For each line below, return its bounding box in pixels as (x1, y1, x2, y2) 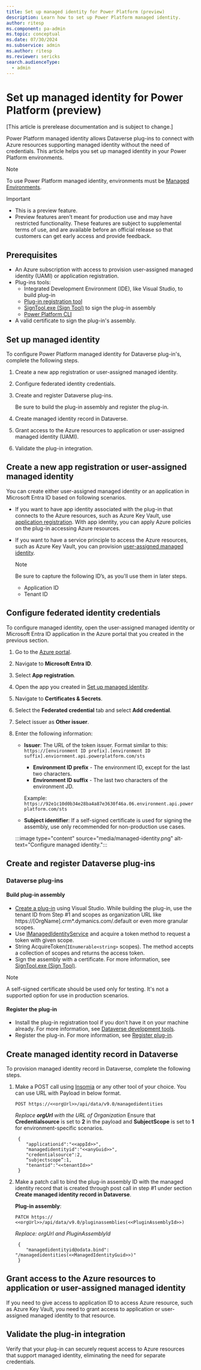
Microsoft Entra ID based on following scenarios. (6, 494, 127, 501)
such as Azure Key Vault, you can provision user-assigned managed (14, 542, 184, 550)
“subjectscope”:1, (26, 1157, 72, 1163)
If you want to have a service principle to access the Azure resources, (14, 536, 188, 543)
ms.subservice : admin (6, 43, 61, 49)
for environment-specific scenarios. (14, 1125, 104, 1132)
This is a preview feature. (14, 207, 78, 214)
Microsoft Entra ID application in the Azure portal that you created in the (6, 630, 184, 637)
